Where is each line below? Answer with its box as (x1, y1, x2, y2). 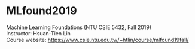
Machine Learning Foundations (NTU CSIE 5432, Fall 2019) (6, 24, 151, 31)
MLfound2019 (6, 4, 77, 18)
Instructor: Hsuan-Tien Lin (6, 30, 71, 37)
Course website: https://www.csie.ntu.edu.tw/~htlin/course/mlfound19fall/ (6, 36, 190, 43)
